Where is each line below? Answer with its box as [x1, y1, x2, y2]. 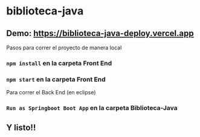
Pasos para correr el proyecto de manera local [6, 44, 122, 51]
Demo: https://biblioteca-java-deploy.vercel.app [6, 28, 195, 38]
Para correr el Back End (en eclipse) [6, 89, 96, 96]
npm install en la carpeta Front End [6, 59, 112, 67]
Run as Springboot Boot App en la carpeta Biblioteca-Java [6, 104, 178, 112]
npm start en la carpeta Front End [6, 75, 106, 84]
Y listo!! [6, 122, 36, 133]
